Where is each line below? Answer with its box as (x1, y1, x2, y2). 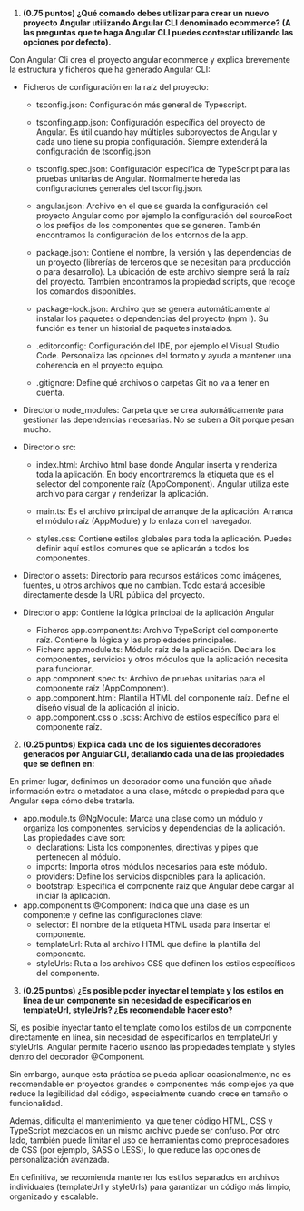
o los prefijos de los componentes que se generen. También (35, 220, 261, 230)
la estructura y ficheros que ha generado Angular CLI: (9, 64, 211, 75)
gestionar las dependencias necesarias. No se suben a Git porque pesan (22, 414, 295, 425)
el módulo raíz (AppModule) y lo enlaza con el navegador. (35, 516, 252, 526)
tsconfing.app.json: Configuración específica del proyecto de (35, 117, 266, 127)
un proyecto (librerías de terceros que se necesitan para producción (35, 257, 292, 267)
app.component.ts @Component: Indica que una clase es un (22, 900, 250, 911)
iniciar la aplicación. (35, 891, 111, 901)
